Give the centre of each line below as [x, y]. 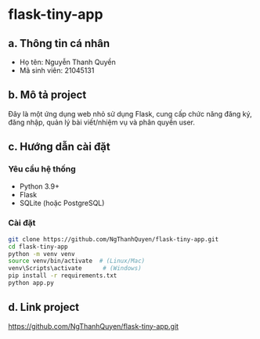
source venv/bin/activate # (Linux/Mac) [77, 261]
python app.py [31, 283]
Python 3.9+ [40, 186]
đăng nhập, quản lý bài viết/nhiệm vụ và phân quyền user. [102, 122]
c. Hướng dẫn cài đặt [60, 147]
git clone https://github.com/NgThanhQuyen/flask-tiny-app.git [114, 239]
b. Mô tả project [47, 95]
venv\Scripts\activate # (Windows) [75, 269]
